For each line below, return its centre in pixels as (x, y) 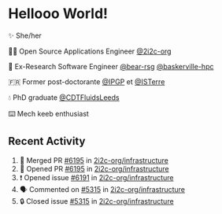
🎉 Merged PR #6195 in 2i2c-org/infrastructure (94, 160)
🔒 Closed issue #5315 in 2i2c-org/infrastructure (97, 201)
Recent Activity (47, 141)
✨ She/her (25, 35)
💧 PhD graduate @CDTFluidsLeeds (64, 97)
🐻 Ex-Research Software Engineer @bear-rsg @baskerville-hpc (111, 66)
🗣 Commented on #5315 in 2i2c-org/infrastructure (102, 189)
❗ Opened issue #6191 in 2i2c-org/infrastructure (96, 177)
